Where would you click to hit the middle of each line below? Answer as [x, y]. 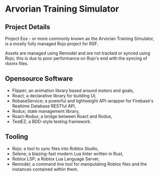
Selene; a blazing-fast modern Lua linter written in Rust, [68, 154]
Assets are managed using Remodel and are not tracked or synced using [78, 53]
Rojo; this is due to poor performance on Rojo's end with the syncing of [76, 58]
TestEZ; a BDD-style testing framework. [52, 121]
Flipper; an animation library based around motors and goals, [73, 90]
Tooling [16, 137]
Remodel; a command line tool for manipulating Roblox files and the [79, 164]
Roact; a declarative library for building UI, [54, 95]
